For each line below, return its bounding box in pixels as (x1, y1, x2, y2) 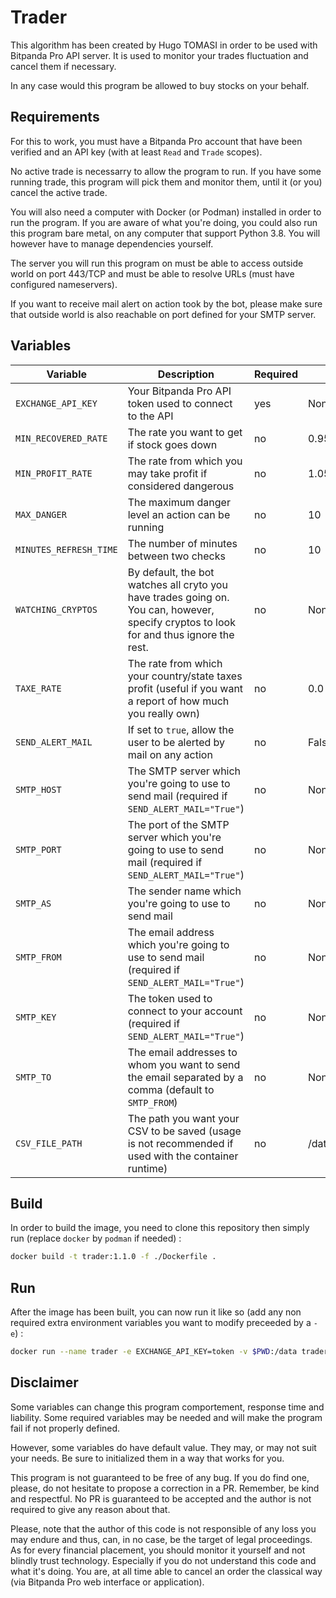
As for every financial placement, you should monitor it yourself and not (10, 1544, 306, 1556)
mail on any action (127, 747, 213, 761)
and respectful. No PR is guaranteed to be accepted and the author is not (10, 1492, 312, 1505)
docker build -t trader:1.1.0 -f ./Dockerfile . (10, 1252, 217, 1262)
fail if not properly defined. (10, 1422, 121, 1434)
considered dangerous (127, 479, 235, 493)
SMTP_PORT (15, 844, 62, 855)
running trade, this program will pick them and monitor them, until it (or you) (10, 176, 323, 188)
